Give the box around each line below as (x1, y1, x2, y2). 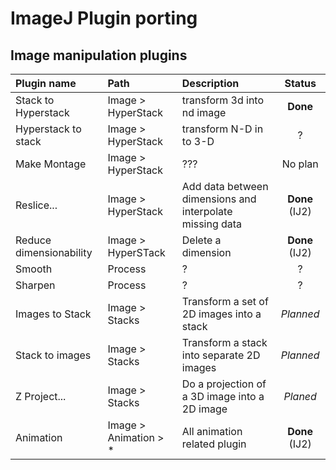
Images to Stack (15, 307, 92, 321)
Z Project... (15, 390, 67, 403)
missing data (181, 217, 243, 231)
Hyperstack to (15, 122, 82, 136)
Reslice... (15, 198, 58, 212)
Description (181, 77, 240, 90)
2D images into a (181, 307, 262, 321)
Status (284, 77, 317, 90)
